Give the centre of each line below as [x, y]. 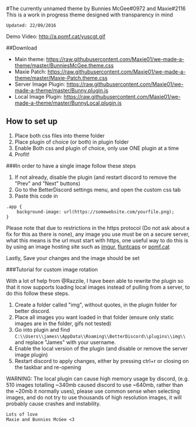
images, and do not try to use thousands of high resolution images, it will [94, 397]
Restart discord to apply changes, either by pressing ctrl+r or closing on [102, 361]
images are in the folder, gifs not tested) [63, 323]
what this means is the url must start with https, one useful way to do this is [97, 240]
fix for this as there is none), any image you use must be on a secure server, [98, 234]
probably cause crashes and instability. [53, 403]
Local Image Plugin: [38, 97]
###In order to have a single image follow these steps [71, 166]
